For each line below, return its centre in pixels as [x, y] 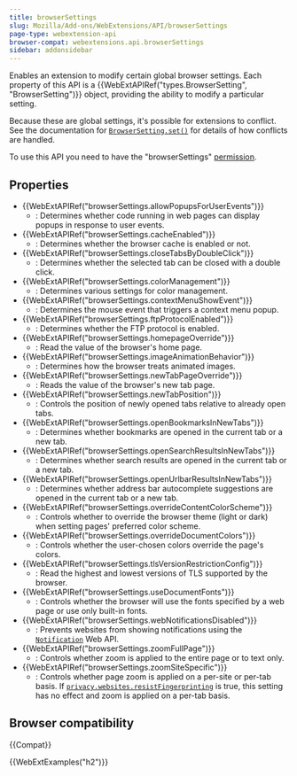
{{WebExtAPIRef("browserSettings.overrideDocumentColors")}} [139, 535]
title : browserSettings [53, 17]
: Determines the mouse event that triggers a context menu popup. [157, 309]
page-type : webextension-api [63, 34]
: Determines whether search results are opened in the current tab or [161, 460]
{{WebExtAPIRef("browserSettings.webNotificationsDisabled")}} [140, 620]
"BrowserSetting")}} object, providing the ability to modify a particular [137, 95]
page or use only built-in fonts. [91, 610]
